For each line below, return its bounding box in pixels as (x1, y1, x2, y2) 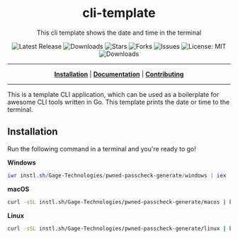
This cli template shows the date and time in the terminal (36, 28, 202, 37)
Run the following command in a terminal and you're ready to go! (7, 144, 197, 153)
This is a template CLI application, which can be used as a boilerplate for (7, 90, 220, 98)
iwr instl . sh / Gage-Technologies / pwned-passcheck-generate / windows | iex (7, 172, 227, 179)
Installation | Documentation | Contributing (54, 69, 184, 78)
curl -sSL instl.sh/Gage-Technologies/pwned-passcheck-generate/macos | (7, 198, 227, 206)
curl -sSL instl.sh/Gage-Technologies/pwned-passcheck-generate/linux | (7, 225, 227, 232)
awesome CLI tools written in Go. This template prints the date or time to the (7, 98, 230, 106)
